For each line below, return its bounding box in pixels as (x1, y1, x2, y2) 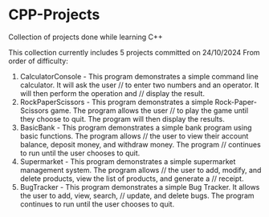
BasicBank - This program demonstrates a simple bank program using (19, 123, 252, 132)
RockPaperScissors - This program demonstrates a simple (19, 97, 214, 106)
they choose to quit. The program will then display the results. (19, 114, 225, 123)
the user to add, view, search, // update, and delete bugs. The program (19, 191, 255, 200)
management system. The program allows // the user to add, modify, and (19, 165, 262, 175)
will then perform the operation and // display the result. (19, 88, 205, 98)
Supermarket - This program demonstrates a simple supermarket (19, 156, 236, 166)
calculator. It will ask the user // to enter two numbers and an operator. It (19, 80, 259, 90)
